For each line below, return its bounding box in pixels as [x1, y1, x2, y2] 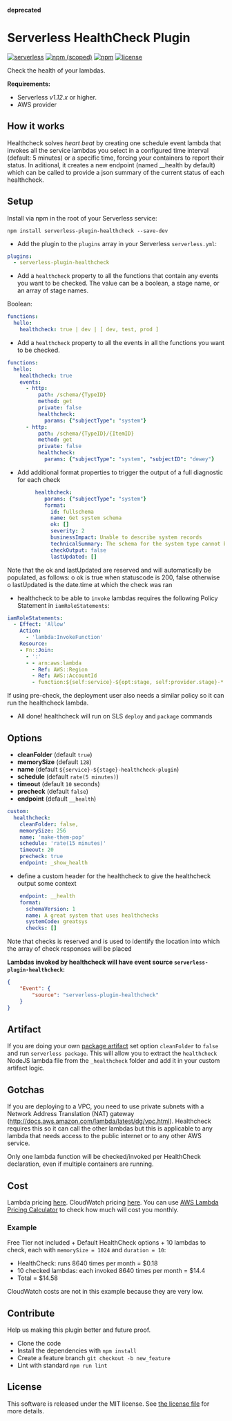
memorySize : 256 [19, 827, 67, 834]
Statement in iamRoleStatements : [17, 601, 110, 609]
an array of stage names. [17, 286, 89, 295]
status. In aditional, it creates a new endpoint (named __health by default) [7, 160, 215, 169]
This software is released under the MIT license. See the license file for [7, 1400, 210, 1408]
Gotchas [7, 1084, 45, 1095]
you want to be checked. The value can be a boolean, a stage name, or [17, 279, 220, 288]
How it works [7, 120, 65, 132]
